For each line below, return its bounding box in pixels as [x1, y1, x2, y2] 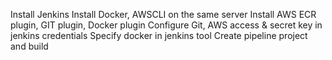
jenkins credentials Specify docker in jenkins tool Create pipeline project [10, 30, 308, 41]
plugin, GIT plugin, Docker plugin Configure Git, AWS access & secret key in [10, 19, 323, 31]
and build [10, 40, 49, 52]
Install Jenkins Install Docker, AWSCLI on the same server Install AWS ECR [10, 9, 317, 20]
